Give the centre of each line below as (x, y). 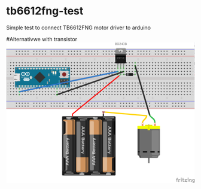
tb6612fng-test (45, 11)
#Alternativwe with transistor (42, 39)
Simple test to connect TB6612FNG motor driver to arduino (79, 28)
